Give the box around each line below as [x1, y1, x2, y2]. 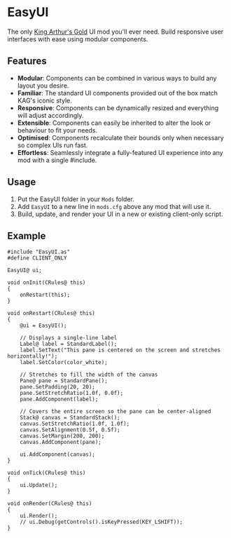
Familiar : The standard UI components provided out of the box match [17, 88, 218, 97]
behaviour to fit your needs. [17, 126, 98, 134]
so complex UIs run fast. [17, 141, 88, 149]
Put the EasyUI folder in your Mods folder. [17, 194, 135, 203]
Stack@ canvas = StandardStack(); [20, 415, 120, 422]
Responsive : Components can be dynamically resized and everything [17, 103, 219, 112]
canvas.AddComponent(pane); [20, 439, 101, 446]
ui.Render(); [20, 513, 58, 520]
